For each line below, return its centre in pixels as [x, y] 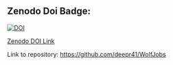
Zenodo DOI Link [31, 41]
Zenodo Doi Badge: [49, 11]
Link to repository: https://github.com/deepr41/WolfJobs [86, 54]
